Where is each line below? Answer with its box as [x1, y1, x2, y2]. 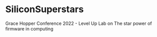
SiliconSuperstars [5, 4, 84, 15]
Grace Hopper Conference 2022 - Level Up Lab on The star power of [5, 20, 152, 26]
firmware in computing [5, 25, 54, 31]
